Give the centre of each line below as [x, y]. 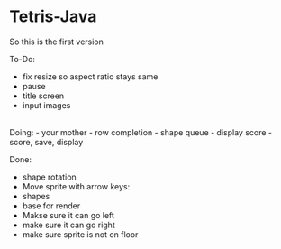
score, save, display [46, 142]
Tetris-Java [53, 17]
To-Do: [23, 59]
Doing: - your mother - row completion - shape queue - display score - [141, 132]
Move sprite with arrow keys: [76, 186]
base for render [51, 206]
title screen [43, 96]
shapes [36, 196]
